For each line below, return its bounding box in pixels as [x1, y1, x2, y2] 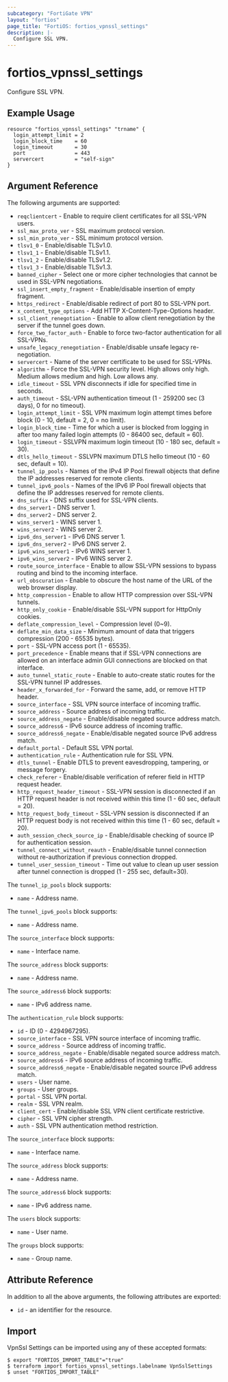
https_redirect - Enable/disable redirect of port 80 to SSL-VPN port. [16, 299, 211, 307]
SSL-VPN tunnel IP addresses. [16, 678, 103, 686]
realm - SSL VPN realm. [16, 1100, 84, 1108]
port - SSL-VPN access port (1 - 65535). [16, 642, 131, 650]
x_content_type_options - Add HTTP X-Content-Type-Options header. [16, 306, 215, 315]
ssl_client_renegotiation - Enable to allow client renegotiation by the [16, 313, 216, 322]
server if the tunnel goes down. [16, 321, 106, 329]
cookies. [16, 612, 42, 620]
